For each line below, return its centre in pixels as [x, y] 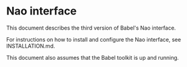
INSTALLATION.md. [31, 46]
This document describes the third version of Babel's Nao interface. [91, 28]
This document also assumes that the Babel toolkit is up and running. [93, 57]
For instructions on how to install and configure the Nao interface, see [93, 39]
